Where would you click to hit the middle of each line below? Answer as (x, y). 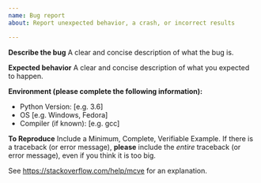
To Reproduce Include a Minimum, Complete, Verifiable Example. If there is (131, 138)
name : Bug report (37, 15)
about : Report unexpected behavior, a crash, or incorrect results (122, 23)
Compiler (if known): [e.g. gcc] (70, 123)
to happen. (26, 76)
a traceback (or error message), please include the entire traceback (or (125, 147)
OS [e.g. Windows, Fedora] (64, 114)
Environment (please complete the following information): (106, 91)
